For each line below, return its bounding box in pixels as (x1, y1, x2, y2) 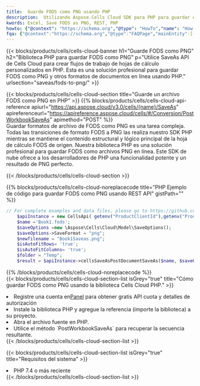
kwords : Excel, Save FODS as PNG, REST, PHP (6, 20, 118, 26)
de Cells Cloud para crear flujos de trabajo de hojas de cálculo (6, 60, 160, 68)
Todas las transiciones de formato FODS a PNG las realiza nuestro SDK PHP (6, 129, 192, 136)
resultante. (6, 331, 33, 338)
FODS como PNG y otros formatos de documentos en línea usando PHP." (6, 73, 186, 80)
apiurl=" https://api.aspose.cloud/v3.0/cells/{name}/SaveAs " (31, 103, 179, 111)
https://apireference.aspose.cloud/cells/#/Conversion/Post (49, 110, 194, 117)
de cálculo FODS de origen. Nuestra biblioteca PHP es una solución (6, 142, 172, 149)
